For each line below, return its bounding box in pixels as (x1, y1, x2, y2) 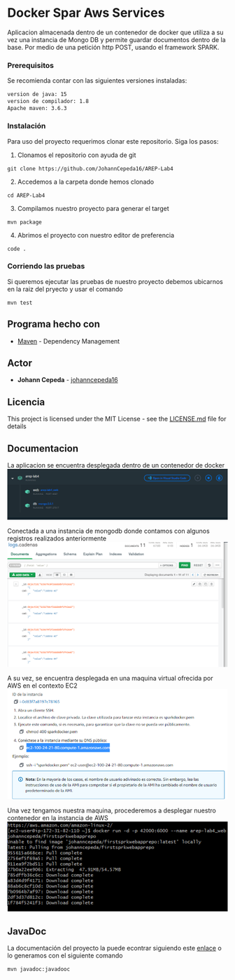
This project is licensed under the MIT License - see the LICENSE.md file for (7, 415, 227, 423)
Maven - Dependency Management (17, 336, 120, 345)
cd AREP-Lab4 (7, 191, 45, 199)
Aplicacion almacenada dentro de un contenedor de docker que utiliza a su (7, 28, 224, 36)
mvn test (7, 299, 33, 306)
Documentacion (7, 442, 79, 454)
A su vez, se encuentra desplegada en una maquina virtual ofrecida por (7, 674, 213, 682)
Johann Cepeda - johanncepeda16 (17, 376, 118, 384)
